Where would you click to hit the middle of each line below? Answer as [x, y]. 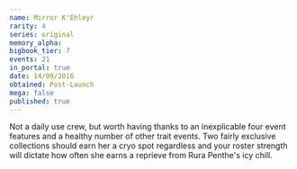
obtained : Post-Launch [52, 84]
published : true [40, 101]
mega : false [31, 93]
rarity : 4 [28, 26]
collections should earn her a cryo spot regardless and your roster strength [148, 146]
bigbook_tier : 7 [40, 51]
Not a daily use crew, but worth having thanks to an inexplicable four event [148, 127]
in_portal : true [40, 68]
